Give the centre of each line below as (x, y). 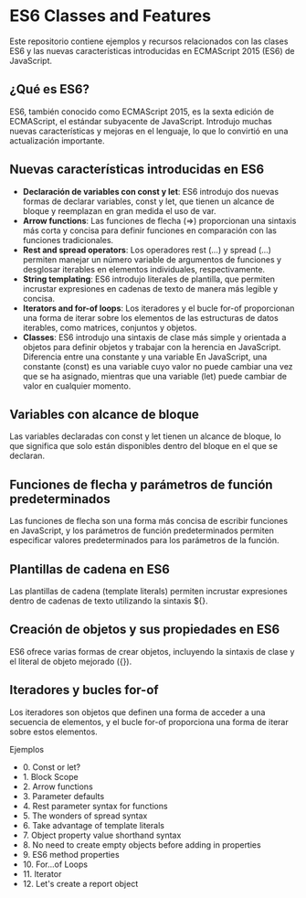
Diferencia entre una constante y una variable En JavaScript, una (145, 357)
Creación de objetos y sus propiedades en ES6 (145, 630)
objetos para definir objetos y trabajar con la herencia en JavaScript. (152, 347)
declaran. (27, 456)
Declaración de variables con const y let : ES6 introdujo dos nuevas (151, 191)
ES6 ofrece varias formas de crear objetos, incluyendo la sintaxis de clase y (152, 651)
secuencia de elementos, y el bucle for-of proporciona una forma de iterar (149, 722)
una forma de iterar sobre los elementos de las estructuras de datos (150, 317)
